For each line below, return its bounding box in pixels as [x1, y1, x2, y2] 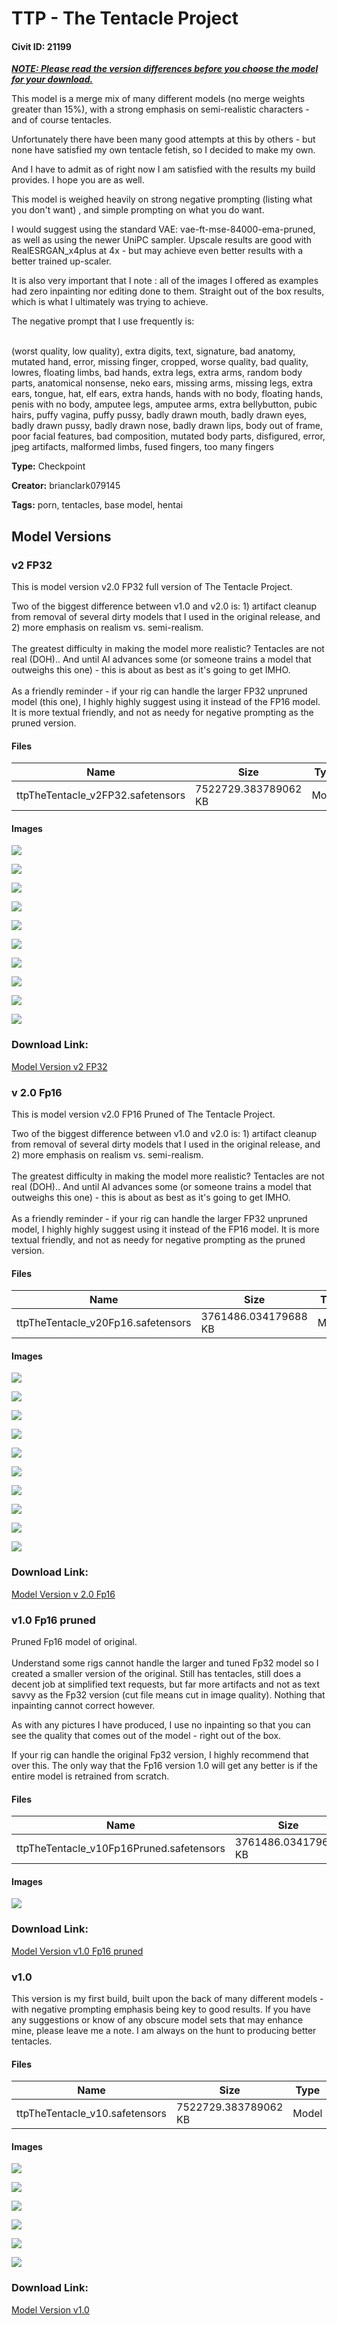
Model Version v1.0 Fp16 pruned [11, 1945, 144, 1957]
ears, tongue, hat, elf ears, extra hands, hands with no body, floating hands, [11, 388, 324, 400]
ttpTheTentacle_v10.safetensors [16, 2107, 168, 2121]
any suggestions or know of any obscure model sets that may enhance [11, 2014, 304, 2026]
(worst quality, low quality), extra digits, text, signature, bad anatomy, [11, 345, 296, 357]
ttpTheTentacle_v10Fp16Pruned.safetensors [16, 1842, 226, 1856]
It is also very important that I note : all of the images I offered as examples [11, 275, 319, 287]
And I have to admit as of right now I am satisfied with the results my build [11, 163, 316, 176]
